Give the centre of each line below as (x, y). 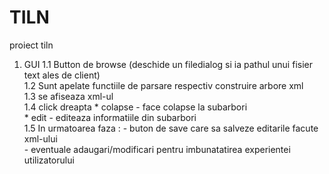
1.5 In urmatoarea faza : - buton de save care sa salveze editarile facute (171, 128)
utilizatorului (49, 160)
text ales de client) (62, 75)
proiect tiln (31, 45)
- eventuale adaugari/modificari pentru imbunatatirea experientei (157, 149)
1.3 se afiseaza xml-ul (68, 96)
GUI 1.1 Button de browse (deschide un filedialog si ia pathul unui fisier (168, 64)
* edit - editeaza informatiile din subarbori (110, 117)
